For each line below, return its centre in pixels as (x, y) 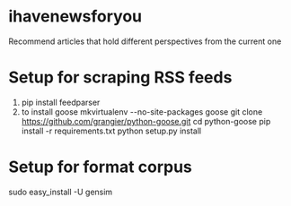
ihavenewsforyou (75, 17)
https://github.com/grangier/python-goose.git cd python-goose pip (146, 121)
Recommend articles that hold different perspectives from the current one (145, 41)
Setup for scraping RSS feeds (120, 77)
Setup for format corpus (100, 167)
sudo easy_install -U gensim (61, 192)
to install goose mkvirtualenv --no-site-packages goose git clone (142, 112)
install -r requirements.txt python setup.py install (111, 131)
